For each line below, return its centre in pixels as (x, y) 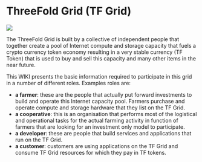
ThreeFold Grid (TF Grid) (69, 11)
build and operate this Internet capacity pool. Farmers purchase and (100, 101)
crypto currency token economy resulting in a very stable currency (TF (94, 52)
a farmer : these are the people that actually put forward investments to (103, 94)
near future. (21, 65)
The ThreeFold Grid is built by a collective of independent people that (93, 39)
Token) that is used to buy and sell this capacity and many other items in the (101, 58)
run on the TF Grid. (39, 140)
